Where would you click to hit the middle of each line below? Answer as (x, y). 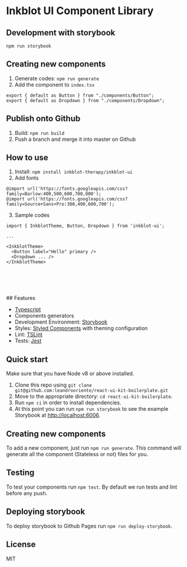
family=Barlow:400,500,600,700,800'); (54, 194)
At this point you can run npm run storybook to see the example (91, 409)
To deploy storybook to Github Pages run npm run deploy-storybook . (89, 526)
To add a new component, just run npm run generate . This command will (94, 448)
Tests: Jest (28, 341)
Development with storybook (61, 33)
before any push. (27, 493)
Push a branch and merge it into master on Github (75, 139)
